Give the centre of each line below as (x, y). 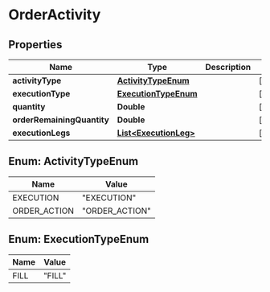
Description (228, 67)
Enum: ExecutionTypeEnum (79, 239)
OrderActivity (55, 15)
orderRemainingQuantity (61, 120)
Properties (35, 45)
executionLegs (41, 133)
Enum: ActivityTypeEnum (74, 161)
